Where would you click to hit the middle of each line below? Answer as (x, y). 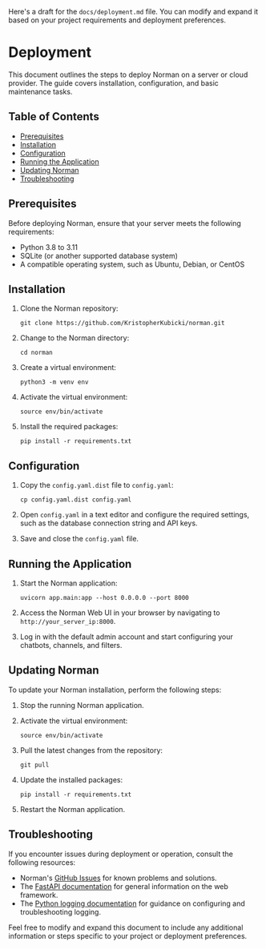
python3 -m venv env (54, 382)
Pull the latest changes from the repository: (91, 750)
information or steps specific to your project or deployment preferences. (128, 935)
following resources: (42, 862)
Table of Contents (54, 117)
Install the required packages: (69, 427)
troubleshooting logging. (60, 911)
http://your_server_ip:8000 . (68, 621)
